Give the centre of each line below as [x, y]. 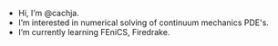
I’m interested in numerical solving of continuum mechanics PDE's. [143, 23]
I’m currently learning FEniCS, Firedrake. [94, 32]
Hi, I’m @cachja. [48, 13]
